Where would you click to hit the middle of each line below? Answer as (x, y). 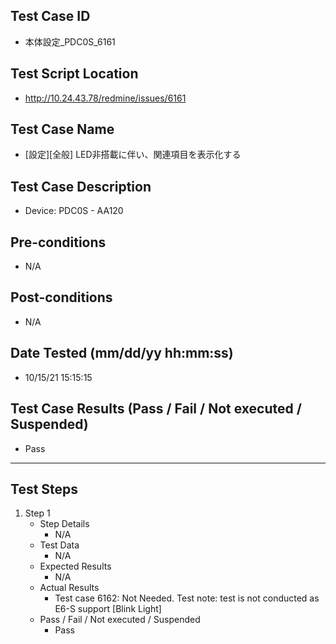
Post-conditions (61, 297)
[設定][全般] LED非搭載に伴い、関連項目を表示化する (133, 155)
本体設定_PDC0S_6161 (70, 41)
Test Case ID (50, 16)
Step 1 (37, 513)
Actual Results (69, 588)
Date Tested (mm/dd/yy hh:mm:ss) (122, 353)
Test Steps (44, 489)
